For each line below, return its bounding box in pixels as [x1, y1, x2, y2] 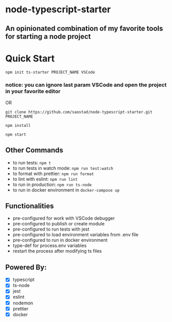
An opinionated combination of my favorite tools [5, 24, 163, 33]
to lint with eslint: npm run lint [12, 176, 78, 182]
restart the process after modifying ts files [12, 248, 102, 254]
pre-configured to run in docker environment [12, 237, 108, 243]
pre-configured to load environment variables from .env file [12, 232, 139, 238]
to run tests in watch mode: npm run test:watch [12, 165, 113, 171]
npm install [5, 123, 31, 128]
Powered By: [5, 263, 47, 272]
